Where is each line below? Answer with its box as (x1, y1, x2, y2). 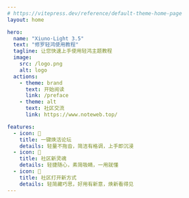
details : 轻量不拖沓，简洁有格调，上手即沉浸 (19, 143, 134, 150)
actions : (13, 73, 38, 80)
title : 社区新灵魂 (19, 155, 67, 162)
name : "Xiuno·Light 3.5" (13, 35, 84, 42)
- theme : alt (19, 98, 57, 106)
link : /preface (25, 92, 69, 99)
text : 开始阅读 (25, 86, 65, 93)
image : (13, 54, 32, 61)
